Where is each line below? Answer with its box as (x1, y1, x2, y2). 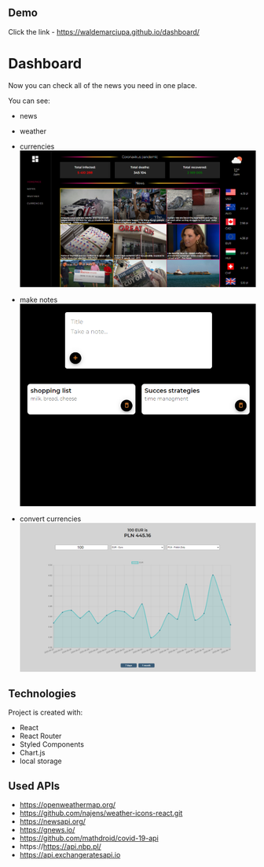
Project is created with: (8, 707, 83, 718)
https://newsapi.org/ (19, 817, 86, 826)
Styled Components (19, 740, 85, 749)
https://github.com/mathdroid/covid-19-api (19, 833, 159, 843)
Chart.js (19, 748, 46, 758)
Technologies (8, 687, 77, 700)
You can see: (8, 96, 50, 105)
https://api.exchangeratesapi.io (19, 850, 121, 860)
